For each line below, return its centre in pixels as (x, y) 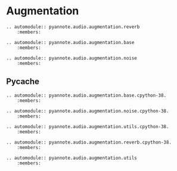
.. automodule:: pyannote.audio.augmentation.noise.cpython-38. (88, 111)
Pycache (23, 82)
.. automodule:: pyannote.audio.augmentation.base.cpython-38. (86, 95)
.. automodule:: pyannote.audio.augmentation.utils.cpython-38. (88, 126)
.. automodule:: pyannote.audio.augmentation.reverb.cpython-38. (89, 142)
